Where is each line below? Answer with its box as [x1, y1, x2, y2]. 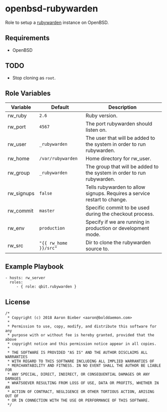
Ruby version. [85, 112, 118, 119]
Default [51, 104, 69, 111]
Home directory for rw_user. [85, 155, 152, 162]
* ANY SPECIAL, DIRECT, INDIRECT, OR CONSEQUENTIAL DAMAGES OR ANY [7, 372, 150, 377]
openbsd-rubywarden [5, 3, 98, 14]
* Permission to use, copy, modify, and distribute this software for [7, 324, 157, 329]
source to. [85, 245, 109, 252]
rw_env [7, 225, 25, 232]
